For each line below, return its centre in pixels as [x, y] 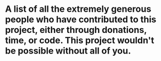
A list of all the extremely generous [78, 9]
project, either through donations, [76, 30]
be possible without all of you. [68, 51]
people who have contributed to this [81, 19]
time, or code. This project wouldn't [80, 41]
